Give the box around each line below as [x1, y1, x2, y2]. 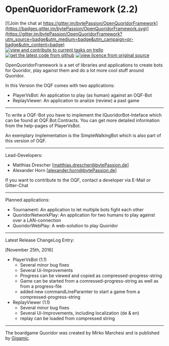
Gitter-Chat [5, 182, 29, 188]
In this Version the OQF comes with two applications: [5, 82, 115, 89]
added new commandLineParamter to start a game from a [20, 288, 140, 295]
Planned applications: [5, 197, 50, 203]
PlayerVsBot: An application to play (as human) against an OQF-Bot [12, 92, 152, 98]
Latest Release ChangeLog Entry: [5, 237, 74, 243]
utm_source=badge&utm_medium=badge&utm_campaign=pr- [5, 36, 134, 42]
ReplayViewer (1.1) [12, 299, 50, 305]
